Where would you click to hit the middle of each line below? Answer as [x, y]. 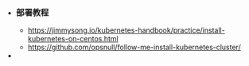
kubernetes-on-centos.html [73, 39]
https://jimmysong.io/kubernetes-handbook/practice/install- [126, 30]
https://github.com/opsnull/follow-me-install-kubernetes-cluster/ [134, 47]
